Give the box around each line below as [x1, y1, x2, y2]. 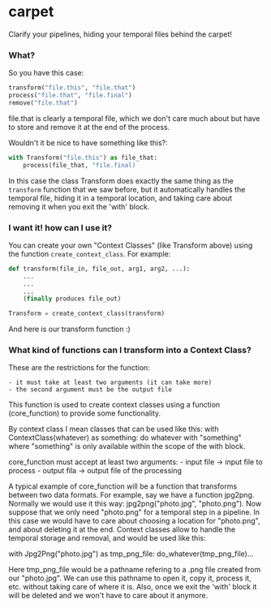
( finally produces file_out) [23, 295, 122, 303]
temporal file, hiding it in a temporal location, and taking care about [8, 193, 233, 203]
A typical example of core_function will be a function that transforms [8, 481, 238, 491]
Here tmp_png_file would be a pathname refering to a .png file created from [8, 565, 261, 575]
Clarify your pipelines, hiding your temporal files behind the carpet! [8, 29, 233, 39]
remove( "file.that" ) [8, 98, 79, 107]
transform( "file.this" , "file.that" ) [8, 84, 136, 92]
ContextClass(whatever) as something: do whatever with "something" [8, 433, 242, 442]
